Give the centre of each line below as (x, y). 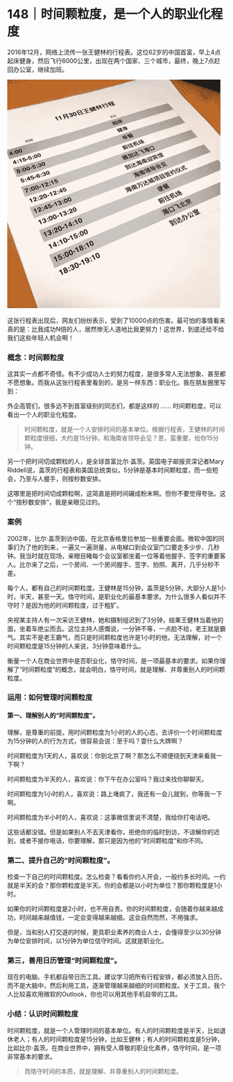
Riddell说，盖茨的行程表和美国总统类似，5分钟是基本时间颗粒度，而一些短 (113, 470)
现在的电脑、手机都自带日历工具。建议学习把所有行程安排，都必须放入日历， (116, 977)
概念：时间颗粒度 (36, 357)
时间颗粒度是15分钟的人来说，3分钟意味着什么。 (76, 646)
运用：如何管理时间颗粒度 (50, 698)
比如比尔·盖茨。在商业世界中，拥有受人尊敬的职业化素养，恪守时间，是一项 (114, 1047)
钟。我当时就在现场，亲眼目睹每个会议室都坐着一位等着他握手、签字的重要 (113, 556)
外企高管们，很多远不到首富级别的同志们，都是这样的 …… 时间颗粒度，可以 (114, 406)
